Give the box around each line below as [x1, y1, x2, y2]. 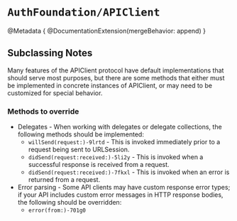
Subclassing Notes [7, 47, 93, 59]
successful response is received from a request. [28, 161, 170, 169]
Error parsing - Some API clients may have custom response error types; [17, 183, 231, 192]
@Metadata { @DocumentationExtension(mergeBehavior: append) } [7, 26, 206, 35]
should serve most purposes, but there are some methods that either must [7, 73, 225, 82]
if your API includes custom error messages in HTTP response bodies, [17, 190, 224, 199]
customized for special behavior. [7, 88, 103, 97]
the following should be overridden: [17, 198, 122, 207]
